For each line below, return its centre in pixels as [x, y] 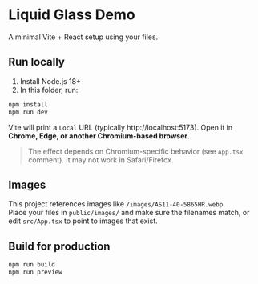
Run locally [37, 62]
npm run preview [35, 272]
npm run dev [28, 112]
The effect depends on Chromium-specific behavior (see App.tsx [135, 151]
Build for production [59, 246]
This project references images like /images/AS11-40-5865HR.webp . [117, 204]
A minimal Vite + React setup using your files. [83, 37]
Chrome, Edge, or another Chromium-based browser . [99, 136]
